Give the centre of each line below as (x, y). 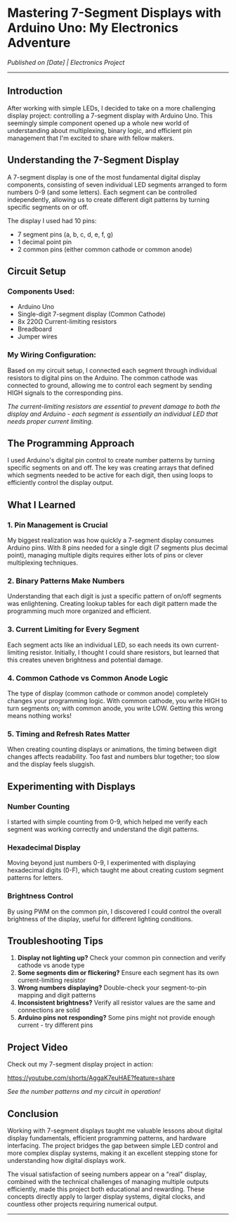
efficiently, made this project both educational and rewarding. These (106, 1189)
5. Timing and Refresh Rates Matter (69, 733)
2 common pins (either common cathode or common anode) (105, 249)
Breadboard (35, 329)
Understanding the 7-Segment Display (93, 160)
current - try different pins (55, 1025)
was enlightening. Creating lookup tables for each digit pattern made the (112, 604)
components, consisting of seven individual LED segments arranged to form (117, 184)
